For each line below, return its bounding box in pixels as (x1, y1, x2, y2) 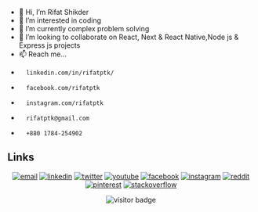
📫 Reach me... (18, 49, 67, 59)
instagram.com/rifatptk (26, 99, 104, 107)
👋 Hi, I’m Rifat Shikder (18, 8, 89, 16)
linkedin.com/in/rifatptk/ (26, 69, 114, 77)
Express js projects (18, 41, 81, 50)
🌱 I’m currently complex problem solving (18, 24, 150, 33)
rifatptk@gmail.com (26, 114, 89, 122)
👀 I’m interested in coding (18, 16, 102, 25)
